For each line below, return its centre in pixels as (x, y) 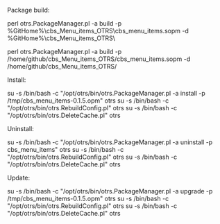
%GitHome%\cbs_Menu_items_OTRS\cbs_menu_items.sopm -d (98, 31)
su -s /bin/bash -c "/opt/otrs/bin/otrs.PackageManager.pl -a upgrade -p (110, 191)
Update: (19, 178)
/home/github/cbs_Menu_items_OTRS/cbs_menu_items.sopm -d (99, 59)
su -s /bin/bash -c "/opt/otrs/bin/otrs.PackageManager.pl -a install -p (107, 93)
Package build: (28, 10)
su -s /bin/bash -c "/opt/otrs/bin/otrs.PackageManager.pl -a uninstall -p (110, 142)
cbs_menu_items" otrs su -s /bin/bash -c (66, 149)
